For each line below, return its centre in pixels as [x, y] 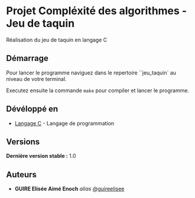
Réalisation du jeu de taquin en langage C [57, 40]
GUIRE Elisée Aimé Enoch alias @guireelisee [69, 189]
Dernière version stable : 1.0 [41, 156]
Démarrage [27, 58]
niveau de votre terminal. [36, 79]
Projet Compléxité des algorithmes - [97, 11]
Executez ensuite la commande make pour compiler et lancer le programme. [98, 90]
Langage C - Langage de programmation [64, 123]
